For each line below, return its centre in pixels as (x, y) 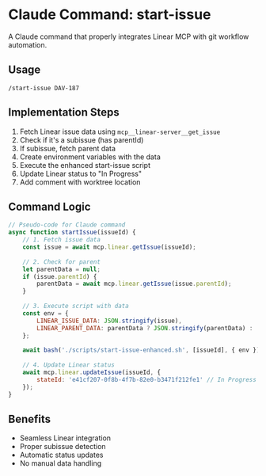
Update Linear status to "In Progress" (81, 173)
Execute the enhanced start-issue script (85, 165)
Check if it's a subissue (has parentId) (82, 139)
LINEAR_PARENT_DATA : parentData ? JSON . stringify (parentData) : (145, 328)
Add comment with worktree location (80, 182)
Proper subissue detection (63, 447)
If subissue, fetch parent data (68, 148)
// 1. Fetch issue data (62, 240)
